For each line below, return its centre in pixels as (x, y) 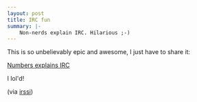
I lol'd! (16, 79)
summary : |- (24, 26)
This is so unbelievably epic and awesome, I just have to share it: (99, 52)
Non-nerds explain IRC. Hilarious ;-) (75, 33)
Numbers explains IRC (38, 65)
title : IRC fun (29, 20)
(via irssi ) (20, 92)
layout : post (26, 13)
